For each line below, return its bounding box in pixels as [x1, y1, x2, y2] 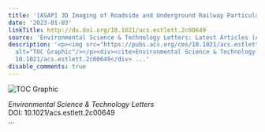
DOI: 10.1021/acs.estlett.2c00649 [8, 108, 116, 117]
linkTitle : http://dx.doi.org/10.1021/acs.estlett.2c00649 [8, 26, 207, 34]
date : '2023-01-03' [8, 19, 73, 27]
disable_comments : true [8, 63, 87, 71]
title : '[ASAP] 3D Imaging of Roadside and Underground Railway [8, 11, 224, 20]
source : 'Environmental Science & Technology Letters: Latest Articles [8, 33, 248, 42]
